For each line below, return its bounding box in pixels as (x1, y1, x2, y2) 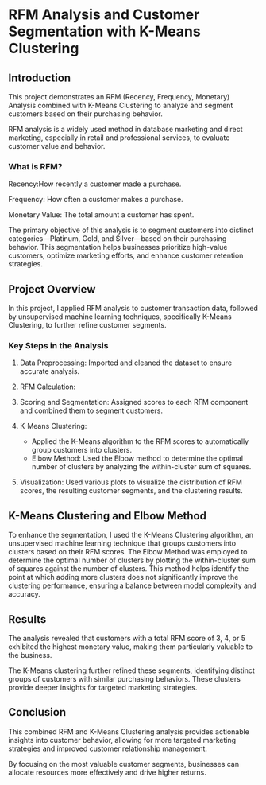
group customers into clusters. (31, 445, 133, 455)
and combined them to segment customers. (19, 406, 163, 415)
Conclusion (8, 705, 67, 719)
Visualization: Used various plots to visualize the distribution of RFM (19, 477, 242, 487)
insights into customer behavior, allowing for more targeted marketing (8, 735, 237, 744)
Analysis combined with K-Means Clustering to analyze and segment (8, 101, 233, 110)
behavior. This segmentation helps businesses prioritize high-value (8, 243, 228, 252)
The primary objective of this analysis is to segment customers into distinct (8, 225, 254, 235)
